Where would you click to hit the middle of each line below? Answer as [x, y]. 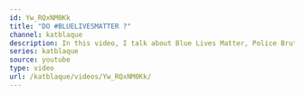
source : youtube [40, 60]
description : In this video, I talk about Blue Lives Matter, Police [143, 43]
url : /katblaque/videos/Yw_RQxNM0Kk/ [81, 77]
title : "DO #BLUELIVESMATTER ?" [70, 26]
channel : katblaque [46, 34]
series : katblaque [44, 52]
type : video [32, 69]
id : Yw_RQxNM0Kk [40, 18]
